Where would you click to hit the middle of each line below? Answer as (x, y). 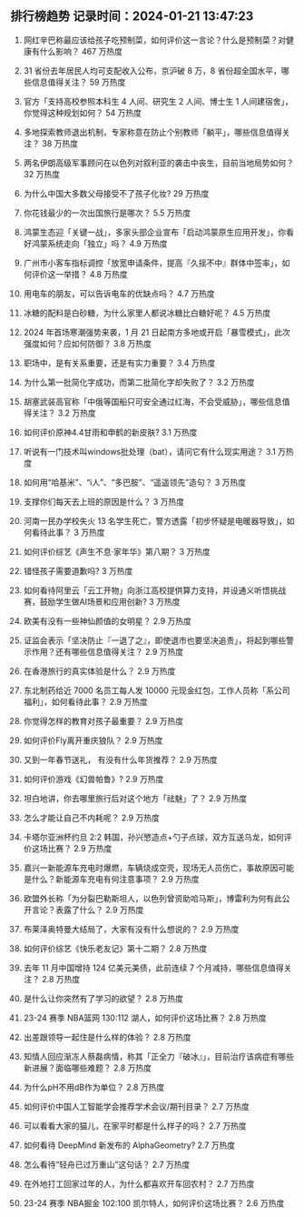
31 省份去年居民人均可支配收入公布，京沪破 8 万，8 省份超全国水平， (152, 70)
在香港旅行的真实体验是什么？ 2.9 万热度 (99, 670)
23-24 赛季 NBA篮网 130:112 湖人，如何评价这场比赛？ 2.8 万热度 (145, 1018)
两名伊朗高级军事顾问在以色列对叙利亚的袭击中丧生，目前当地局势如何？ (158, 163)
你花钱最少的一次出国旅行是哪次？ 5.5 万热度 (107, 213)
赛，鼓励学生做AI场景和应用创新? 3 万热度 (102, 601)
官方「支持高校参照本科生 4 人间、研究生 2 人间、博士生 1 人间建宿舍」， (158, 101)
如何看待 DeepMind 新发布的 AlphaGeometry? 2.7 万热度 (129, 1145)
